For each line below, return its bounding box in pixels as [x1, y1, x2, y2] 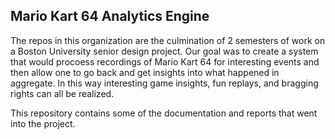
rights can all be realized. [10, 87, 115, 99]
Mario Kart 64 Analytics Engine [10, 8, 210, 25]
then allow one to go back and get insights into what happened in [10, 66, 280, 78]
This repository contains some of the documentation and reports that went [10, 107, 318, 119]
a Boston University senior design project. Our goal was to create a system [10, 45, 319, 57]
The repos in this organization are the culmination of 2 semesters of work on [10, 34, 326, 46]
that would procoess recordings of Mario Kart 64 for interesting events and [10, 55, 320, 68]
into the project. [10, 117, 76, 129]
